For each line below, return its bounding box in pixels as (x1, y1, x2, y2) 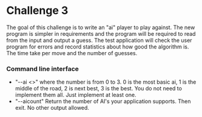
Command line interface (6, 64, 79, 73)
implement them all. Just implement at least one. (15, 92, 136, 99)
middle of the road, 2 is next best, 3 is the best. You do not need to (15, 85, 182, 92)
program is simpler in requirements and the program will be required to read (6, 30, 196, 37)
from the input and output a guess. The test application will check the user (6, 36, 192, 44)
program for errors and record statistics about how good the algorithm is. (6, 43, 189, 50)
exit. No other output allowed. (15, 104, 90, 112)
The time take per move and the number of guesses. (6, 49, 138, 56)
